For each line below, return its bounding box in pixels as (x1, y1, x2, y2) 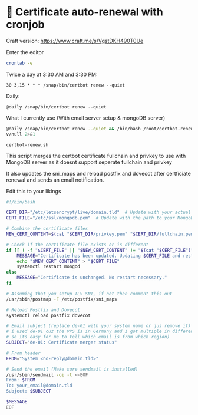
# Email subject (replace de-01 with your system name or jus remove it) (6, 323, 192, 329)
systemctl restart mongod (16, 264, 81, 270)
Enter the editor (6, 48, 44, 55)
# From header (6, 350, 41, 356)
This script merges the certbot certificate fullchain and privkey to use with (6, 152, 186, 159)
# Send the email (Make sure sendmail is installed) (6, 366, 138, 372)
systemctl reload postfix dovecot (6, 312, 91, 318)
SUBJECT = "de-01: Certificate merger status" (6, 340, 117, 345)
